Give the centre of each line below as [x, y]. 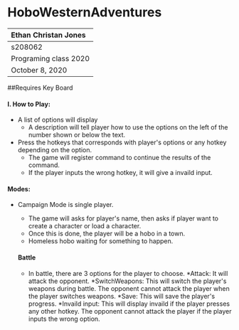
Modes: [19, 188]
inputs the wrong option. [64, 319]
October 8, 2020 [39, 70]
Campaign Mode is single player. [65, 205]
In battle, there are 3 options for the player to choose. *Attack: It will [128, 273]
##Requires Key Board [40, 87]
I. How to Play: [29, 104]
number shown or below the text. [77, 135]
